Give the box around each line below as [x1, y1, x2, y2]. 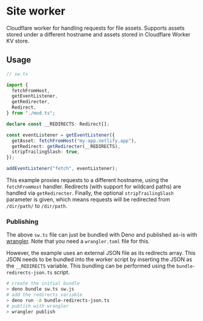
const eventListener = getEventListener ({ [6, 132, 115, 138]
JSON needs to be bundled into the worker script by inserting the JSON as [6, 256, 193, 263]
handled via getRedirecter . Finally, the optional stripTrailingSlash [6, 189, 174, 197]
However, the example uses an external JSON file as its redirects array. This [6, 249, 196, 257]
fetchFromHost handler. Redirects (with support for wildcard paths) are [6, 183, 182, 190]
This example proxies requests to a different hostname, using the [6, 177, 168, 183]
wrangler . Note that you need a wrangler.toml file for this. [6, 238, 150, 245]
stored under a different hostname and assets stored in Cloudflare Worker [6, 30, 191, 38]
